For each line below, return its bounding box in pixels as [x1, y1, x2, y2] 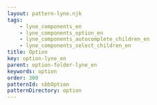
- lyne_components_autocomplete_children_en [19, 36, 150, 43]
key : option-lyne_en [7, 55, 67, 62]
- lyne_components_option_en [19, 29, 104, 37]
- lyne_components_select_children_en [19, 42, 131, 49]
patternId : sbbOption [7, 81, 70, 88]
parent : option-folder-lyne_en [7, 61, 98, 68]
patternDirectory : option [7, 87, 82, 94]
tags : [7, 17, 23, 23]
